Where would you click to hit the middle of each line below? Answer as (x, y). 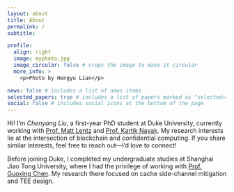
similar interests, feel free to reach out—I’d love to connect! (92, 145)
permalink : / (26, 26)
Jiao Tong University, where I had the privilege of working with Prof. (104, 166)
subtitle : (22, 33)
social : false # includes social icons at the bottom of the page (106, 104)
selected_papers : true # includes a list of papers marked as (99, 97)
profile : (20, 46)
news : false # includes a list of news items (74, 90)
